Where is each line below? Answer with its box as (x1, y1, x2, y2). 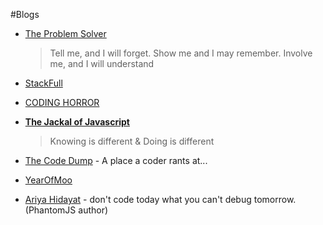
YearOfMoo (24, 174, 73, 186)
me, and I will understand (49, 58, 155, 69)
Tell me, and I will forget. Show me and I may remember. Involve (49, 47, 313, 59)
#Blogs (10, 9, 40, 20)
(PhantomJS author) (24, 204, 109, 216)
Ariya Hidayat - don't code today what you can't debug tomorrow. (24, 194, 297, 205)
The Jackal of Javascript (24, 116, 130, 128)
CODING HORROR (24, 97, 100, 108)
